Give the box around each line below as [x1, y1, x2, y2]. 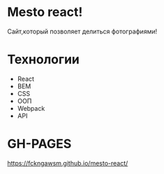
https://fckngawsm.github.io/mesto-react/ [7, 159, 128, 167]
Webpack [17, 104, 45, 112]
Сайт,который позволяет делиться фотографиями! [7, 27, 158, 35]
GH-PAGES [7, 136, 72, 152]
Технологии [7, 52, 80, 68]
